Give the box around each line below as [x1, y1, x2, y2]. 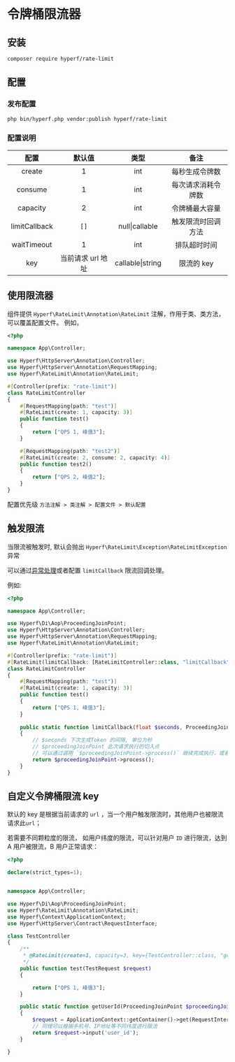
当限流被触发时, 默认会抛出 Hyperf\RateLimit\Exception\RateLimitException [7, 543, 227, 551]
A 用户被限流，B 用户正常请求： [7, 842, 99, 851]
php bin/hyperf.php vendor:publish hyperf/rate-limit [7, 115, 168, 122]
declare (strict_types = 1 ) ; [7, 869, 83, 876]
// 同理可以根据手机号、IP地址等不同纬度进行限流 [32, 1023, 157, 1030]
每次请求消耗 [171, 180, 215, 189]
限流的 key [178, 258, 214, 268]
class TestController [7, 933, 71, 940]
